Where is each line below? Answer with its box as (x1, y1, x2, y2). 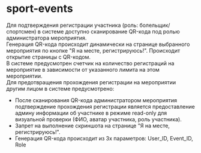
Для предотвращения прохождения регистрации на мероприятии (6, 78, 176, 85)
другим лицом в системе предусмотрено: (6, 85, 115, 92)
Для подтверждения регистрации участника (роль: (6, 22, 139, 29)
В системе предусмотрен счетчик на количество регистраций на (6, 59, 175, 67)
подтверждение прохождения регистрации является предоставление (14, 103, 195, 110)
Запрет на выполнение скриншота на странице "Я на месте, (14, 122, 170, 129)
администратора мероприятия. (6, 34, 87, 41)
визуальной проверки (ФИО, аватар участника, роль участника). (14, 115, 182, 123)
